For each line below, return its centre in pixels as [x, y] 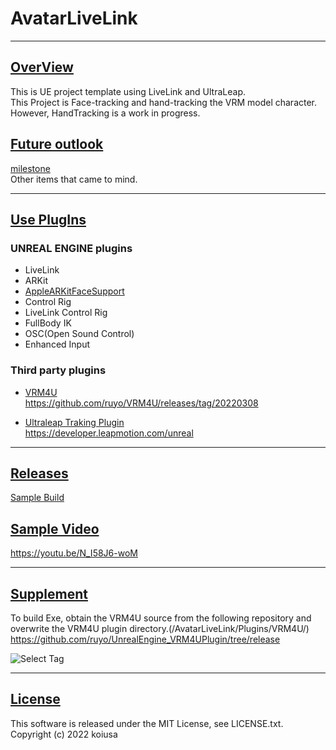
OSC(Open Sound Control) [79, 334]
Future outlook [57, 144]
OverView [42, 67]
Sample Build [37, 498]
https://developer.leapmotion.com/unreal [109, 433]
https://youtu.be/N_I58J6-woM [74, 553]
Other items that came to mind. [74, 179]
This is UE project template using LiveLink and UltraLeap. [128, 91]
